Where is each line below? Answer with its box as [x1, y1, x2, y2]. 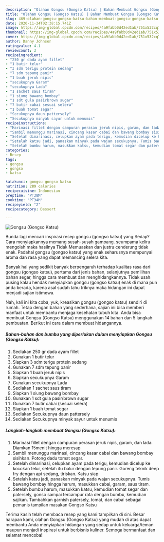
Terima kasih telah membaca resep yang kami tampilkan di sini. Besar [5, 511, 145, 518]
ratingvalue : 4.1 [5, 43, 41, 48]
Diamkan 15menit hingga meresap [12, 445, 81, 451]
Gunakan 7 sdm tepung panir [12, 364, 71, 370]
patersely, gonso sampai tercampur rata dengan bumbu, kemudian [12, 492, 146, 498]
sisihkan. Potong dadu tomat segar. [12, 455, 84, 461]
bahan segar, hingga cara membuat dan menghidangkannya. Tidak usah [5, 274, 150, 280]
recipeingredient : [5, 52, 43, 58]
